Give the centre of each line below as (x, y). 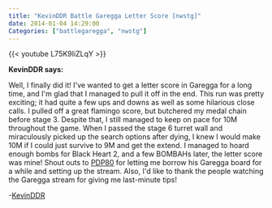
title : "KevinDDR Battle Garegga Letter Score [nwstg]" (105, 16)
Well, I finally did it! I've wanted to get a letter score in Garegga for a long (130, 85)
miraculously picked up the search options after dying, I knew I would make (135, 137)
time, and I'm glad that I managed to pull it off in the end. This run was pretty (136, 94)
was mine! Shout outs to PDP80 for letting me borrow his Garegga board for (135, 163)
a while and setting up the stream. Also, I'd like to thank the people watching (136, 172)
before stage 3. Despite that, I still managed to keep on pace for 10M (123, 120)
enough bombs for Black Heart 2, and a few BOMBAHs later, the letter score (136, 154)
